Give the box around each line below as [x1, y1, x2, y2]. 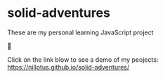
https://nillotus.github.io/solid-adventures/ [7, 63, 130, 71]
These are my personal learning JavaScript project [7, 28, 154, 37]
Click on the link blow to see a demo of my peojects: [7, 55, 159, 64]
